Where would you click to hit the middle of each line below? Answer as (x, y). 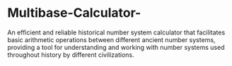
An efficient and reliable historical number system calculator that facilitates (116, 32)
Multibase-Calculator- (74, 13)
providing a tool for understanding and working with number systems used (116, 47)
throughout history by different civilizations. (71, 55)
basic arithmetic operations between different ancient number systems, (111, 39)
